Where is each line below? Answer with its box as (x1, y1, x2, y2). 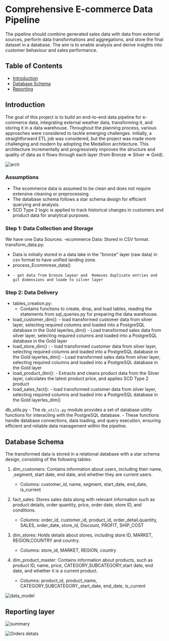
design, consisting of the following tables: (5, 456, 92, 463)
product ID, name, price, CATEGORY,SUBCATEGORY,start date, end (12, 562, 153, 569)
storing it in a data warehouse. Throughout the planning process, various (5, 125, 157, 131)
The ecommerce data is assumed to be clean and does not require (12, 185, 151, 191)
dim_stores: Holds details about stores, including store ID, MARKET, (12, 532, 153, 538)
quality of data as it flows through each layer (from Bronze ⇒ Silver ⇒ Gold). (5, 152, 164, 158)
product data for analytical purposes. (12, 212, 90, 218)
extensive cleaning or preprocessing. (12, 190, 90, 196)
